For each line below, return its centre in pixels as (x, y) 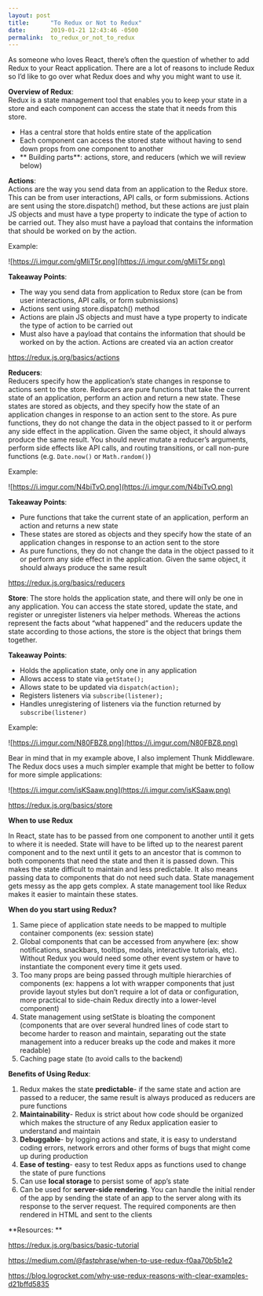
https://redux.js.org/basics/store (60, 805)
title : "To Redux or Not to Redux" (75, 23)
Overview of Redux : (41, 92)
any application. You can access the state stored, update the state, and (123, 606)
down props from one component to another (91, 149)
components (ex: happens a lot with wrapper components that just (127, 983)
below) (31, 165)
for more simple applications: (55, 775)
